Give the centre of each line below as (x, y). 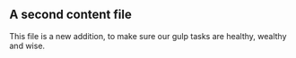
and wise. (27, 46)
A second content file (70, 15)
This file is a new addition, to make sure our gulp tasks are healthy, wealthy (148, 36)
